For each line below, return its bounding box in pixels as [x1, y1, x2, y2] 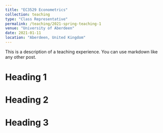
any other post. [5, 54, 36, 60]
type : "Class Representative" [5, 16, 68, 21]
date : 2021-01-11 [5, 30, 41, 35]
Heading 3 [5, 117, 49, 129]
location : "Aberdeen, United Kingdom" [5, 35, 86, 40]
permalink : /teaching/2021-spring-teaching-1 [5, 21, 101, 26]
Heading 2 [5, 94, 49, 106]
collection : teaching [5, 12, 50, 17]
